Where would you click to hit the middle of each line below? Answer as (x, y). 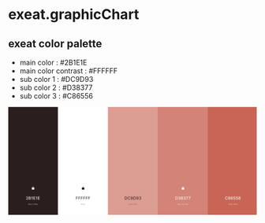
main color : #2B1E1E (53, 62)
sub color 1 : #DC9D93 (56, 79)
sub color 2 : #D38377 (56, 87)
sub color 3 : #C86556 (56, 96)
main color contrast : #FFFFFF (69, 71)
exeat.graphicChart (74, 15)
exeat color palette (55, 44)
